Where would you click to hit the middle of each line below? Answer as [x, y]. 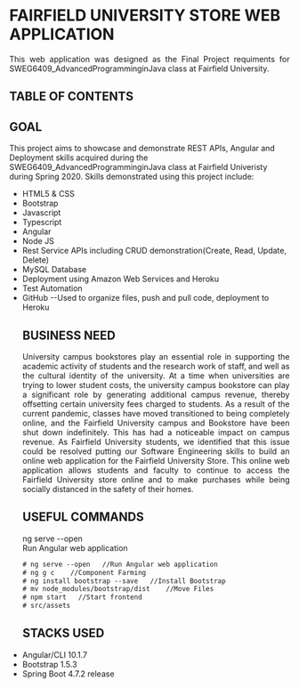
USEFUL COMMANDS [83, 517]
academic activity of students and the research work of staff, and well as [156, 366]
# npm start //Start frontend [82, 597]
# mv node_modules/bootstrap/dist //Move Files [118, 589]
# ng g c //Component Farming [84, 572]
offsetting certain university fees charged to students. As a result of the [156, 404]
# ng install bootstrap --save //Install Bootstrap [124, 581]
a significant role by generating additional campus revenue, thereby [156, 394]
